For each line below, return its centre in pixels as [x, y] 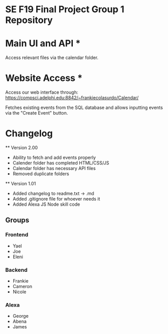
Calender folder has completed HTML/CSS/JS [61, 163]
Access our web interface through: [42, 92]
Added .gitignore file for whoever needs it [56, 199]
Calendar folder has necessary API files [54, 168]
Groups [17, 220]
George [21, 316]
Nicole [19, 292]
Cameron [22, 286]
